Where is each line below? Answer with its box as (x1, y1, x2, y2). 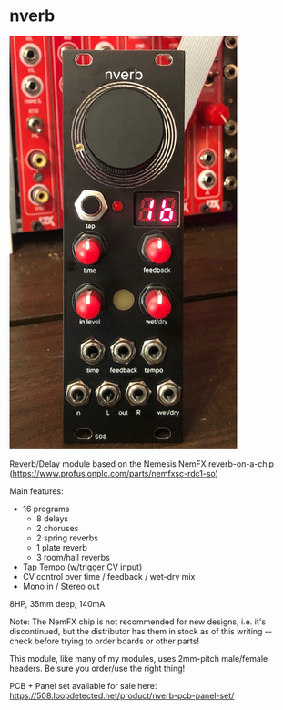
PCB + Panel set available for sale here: (9, 680, 157, 691)
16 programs (22, 503, 70, 514)
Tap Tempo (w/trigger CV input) (22, 561, 143, 572)
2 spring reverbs (35, 532, 98, 543)
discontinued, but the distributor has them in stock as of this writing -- (9, 625, 273, 636)
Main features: (9, 485, 64, 497)
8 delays (35, 512, 69, 524)
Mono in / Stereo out (22, 581, 100, 592)
